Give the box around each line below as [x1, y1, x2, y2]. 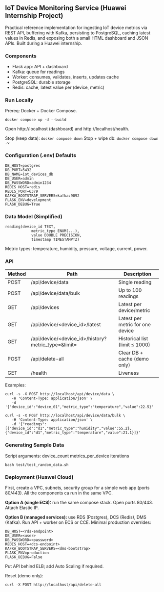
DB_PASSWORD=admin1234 [5, 180, 51, 185]
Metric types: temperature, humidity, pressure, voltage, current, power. [5, 246, 148, 252]
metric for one [118, 321, 151, 328]
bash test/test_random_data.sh [5, 462, 69, 467]
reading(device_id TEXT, [5, 224, 56, 229]
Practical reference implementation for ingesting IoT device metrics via [5, 25, 147, 30]
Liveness [118, 370, 139, 377]
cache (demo [118, 356, 149, 362]
